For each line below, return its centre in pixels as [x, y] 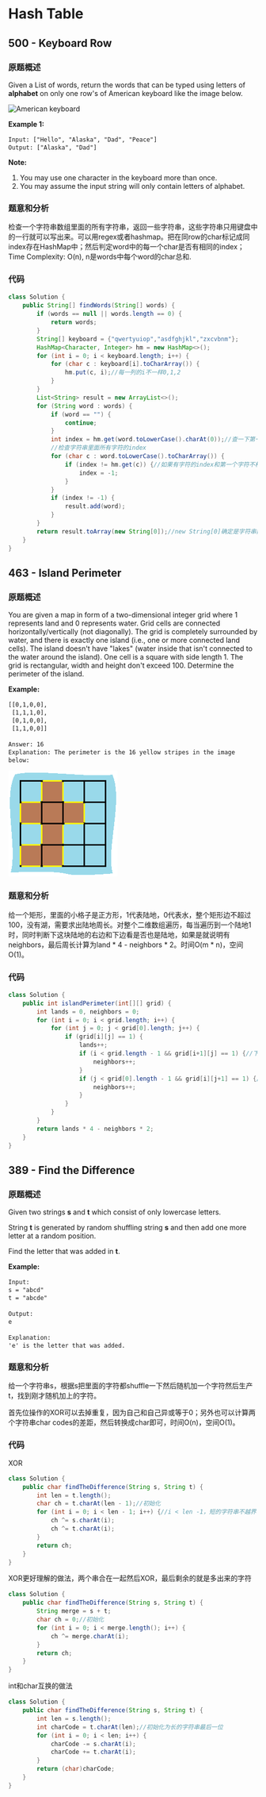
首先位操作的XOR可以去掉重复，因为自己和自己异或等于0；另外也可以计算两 [132, 1413]
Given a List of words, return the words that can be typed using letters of [127, 85]
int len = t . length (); [74, 1495]
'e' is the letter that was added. [67, 1346]
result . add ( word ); [95, 506]
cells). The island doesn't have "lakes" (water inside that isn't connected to [131, 648]
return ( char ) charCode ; [76, 1769]
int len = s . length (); [74, 1718]
